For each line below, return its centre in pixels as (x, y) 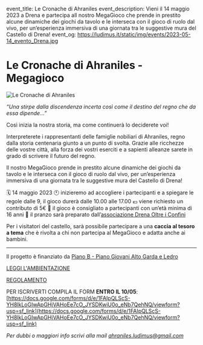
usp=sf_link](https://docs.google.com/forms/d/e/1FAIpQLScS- (84, 310)
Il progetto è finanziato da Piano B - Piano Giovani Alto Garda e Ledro (92, 256)
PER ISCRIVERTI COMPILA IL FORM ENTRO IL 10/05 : (72, 291)
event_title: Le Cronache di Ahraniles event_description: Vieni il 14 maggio (98, 9)
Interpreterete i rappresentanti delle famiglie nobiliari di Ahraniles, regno (96, 136)
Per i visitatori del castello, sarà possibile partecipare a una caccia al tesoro (101, 226)
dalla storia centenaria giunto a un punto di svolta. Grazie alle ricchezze (95, 143)
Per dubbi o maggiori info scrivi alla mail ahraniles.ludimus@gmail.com (95, 335)
